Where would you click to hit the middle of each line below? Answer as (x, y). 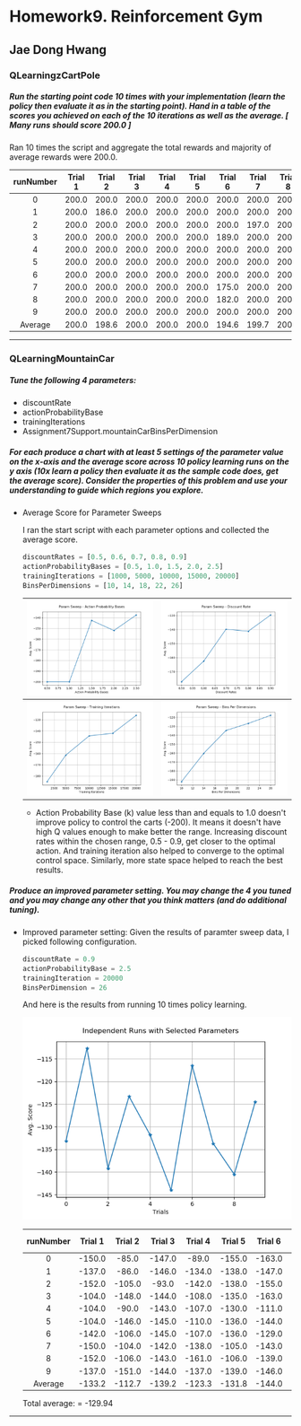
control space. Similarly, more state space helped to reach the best (159, 860)
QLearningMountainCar (62, 359)
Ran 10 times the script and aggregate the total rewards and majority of (140, 148)
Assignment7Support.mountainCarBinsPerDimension (120, 432)
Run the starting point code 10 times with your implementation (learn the (147, 97)
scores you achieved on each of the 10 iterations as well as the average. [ (149, 116)
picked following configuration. (79, 941)
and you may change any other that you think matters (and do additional (148, 900)
